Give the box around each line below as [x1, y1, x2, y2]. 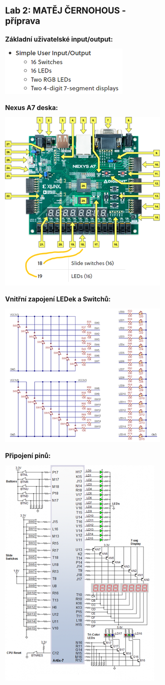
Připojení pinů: [5, 452, 51, 460]
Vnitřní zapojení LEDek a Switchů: [5, 295, 111, 303]
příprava [5, 15, 40, 27]
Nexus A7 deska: [5, 104, 58, 112]
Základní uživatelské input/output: [5, 35, 113, 43]
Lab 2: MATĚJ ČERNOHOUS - [5, 5, 126, 16]
